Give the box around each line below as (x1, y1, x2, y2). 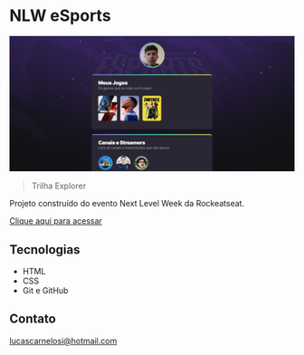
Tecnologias (9, 242, 81, 257)
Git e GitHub (22, 284, 69, 295)
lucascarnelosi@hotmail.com (9, 335, 118, 346)
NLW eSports (9, 5, 111, 26)
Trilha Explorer (31, 180, 87, 191)
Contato (9, 312, 56, 327)
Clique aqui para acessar (9, 216, 102, 226)
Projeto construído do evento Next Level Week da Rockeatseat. (9, 198, 245, 209)
